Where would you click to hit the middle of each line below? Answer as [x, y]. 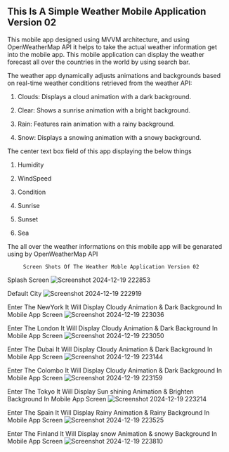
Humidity [31, 164]
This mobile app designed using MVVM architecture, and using [98, 39]
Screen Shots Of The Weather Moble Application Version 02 [111, 266]
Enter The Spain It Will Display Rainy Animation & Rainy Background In [109, 412]
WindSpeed [34, 178]
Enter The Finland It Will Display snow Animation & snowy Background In [112, 433]
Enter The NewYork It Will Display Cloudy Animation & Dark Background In [115, 307]
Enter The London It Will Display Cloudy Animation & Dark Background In [112, 328]
